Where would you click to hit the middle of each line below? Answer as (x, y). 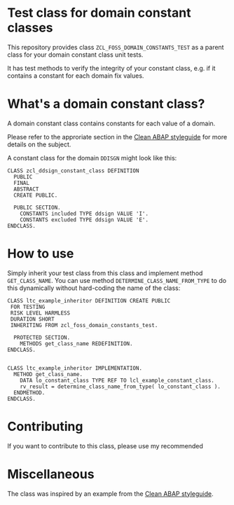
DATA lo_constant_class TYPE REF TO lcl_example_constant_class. (117, 380)
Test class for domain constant (99, 13)
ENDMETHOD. (29, 393)
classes (30, 28)
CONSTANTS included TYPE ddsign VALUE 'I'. (84, 214)
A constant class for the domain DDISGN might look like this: (92, 158)
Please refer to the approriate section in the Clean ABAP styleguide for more (117, 137)
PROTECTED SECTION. (42, 338)
